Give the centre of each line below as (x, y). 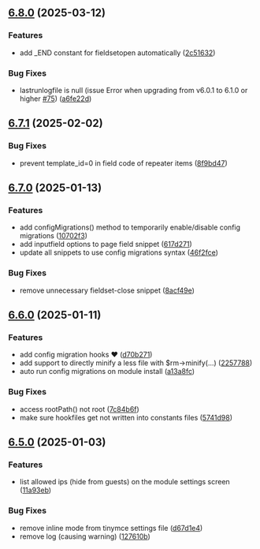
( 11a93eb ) (35, 490)
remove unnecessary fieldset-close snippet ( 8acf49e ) (107, 290)
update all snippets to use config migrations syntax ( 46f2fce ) (119, 252)
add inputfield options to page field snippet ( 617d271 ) (106, 245)
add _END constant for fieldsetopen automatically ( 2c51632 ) (117, 52)
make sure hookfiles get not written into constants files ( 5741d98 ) (126, 417)
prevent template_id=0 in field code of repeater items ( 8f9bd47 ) (123, 163)
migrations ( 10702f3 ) (54, 236)
